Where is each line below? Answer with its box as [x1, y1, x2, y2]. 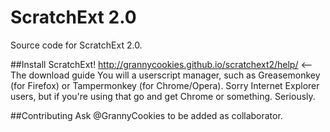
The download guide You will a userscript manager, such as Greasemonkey [10, 69, 321, 81]
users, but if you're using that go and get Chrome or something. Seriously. [10, 90, 316, 102]
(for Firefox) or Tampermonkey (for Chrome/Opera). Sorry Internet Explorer [10, 79, 320, 91]
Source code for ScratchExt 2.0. [10, 39, 143, 51]
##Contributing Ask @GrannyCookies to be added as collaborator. [10, 109, 283, 121]
